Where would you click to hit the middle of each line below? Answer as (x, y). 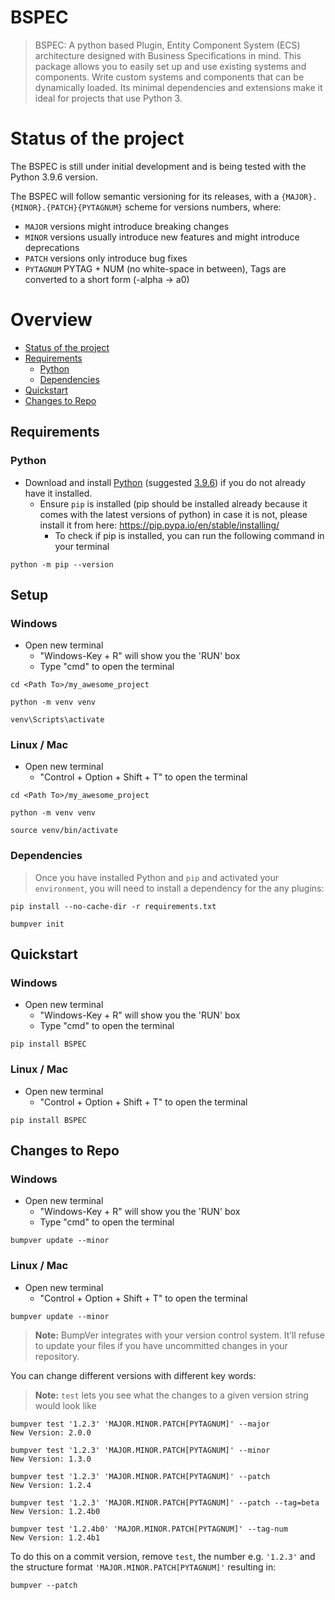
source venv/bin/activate (64, 831)
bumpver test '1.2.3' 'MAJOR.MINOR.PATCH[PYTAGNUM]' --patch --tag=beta (165, 1502)
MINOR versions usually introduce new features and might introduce (162, 237)
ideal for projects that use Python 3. (108, 98)
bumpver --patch (44, 1585)
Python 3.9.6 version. (54, 177)
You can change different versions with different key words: (133, 1375)
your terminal (82, 546)
